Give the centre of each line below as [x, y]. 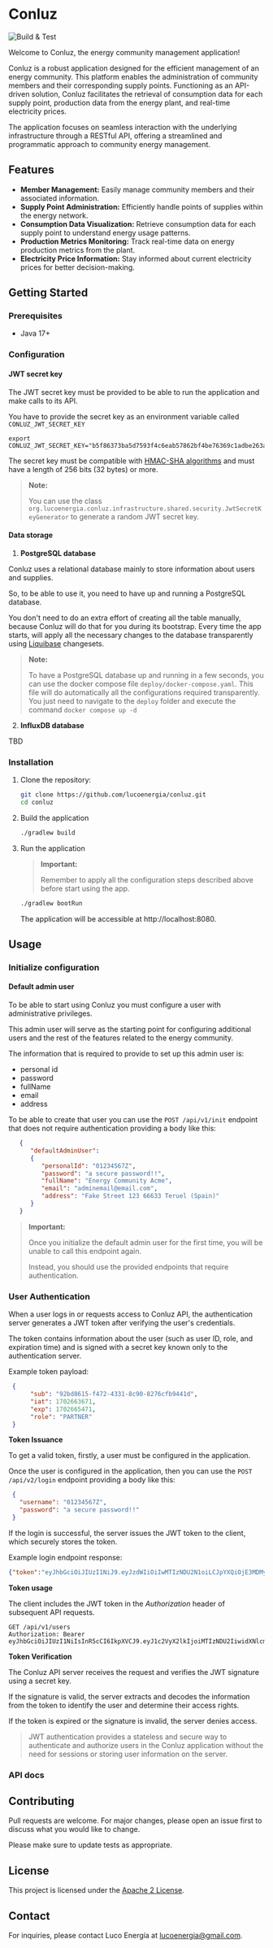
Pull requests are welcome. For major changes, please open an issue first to [135, 1820]
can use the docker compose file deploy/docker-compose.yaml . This [141, 683]
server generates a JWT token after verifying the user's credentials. [122, 1323]
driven [19, 93]
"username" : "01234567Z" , [63, 1503]
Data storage [31, 535]
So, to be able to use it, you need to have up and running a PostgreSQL [127, 593]
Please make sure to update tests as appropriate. [91, 1845]
